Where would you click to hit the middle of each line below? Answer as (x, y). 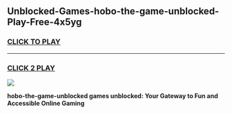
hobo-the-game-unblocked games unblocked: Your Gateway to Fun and (113, 95)
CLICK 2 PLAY (31, 68)
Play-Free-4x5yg (45, 22)
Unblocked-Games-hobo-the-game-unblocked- (113, 11)
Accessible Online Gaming (46, 103)
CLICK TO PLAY (34, 42)
